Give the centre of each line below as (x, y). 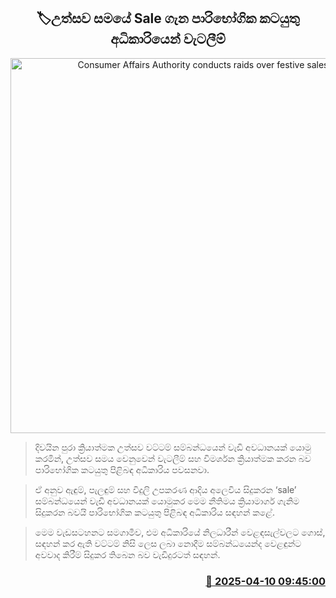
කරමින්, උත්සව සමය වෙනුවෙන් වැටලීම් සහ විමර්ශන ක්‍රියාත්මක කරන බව (173, 458)
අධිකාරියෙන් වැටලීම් (168, 39)
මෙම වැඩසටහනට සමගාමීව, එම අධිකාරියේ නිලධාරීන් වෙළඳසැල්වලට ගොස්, (180, 532)
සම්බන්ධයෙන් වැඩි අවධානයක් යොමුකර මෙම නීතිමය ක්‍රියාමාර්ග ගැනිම (167, 501)
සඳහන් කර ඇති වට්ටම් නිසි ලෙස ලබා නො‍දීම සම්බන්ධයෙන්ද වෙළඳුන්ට (168, 543)
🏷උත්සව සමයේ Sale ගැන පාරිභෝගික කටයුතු (168, 18)
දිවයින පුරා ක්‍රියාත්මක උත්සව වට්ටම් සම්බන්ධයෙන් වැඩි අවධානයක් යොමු (173, 447)
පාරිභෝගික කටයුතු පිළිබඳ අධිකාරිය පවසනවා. (122, 469)
